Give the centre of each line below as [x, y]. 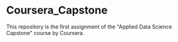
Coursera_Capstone [57, 10]
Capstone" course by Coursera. [45, 33]
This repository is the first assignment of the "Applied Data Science [89, 27]
